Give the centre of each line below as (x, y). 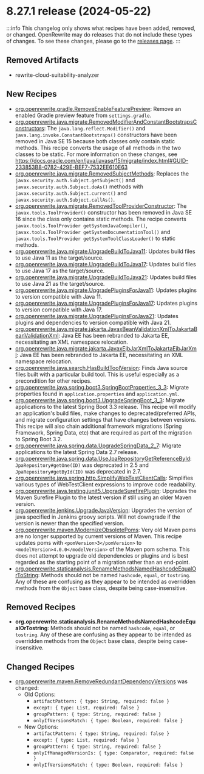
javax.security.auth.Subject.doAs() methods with (79, 186)
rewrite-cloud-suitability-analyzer (57, 75)
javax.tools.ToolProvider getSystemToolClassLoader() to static (95, 238)
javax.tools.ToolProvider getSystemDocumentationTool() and (93, 232)
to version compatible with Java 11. (59, 296)
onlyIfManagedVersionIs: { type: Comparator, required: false (114, 753)
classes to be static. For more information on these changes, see (96, 154)
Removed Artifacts (42, 60)
